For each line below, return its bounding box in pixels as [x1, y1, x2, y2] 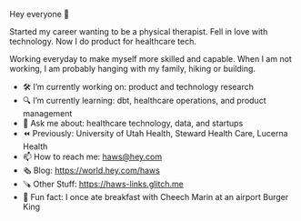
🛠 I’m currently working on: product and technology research [22, 82, 255, 92]
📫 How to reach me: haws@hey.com [22, 151, 162, 162]
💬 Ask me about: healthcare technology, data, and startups [22, 118, 244, 128]
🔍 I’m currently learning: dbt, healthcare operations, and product [22, 95, 266, 105]
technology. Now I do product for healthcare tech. [9, 36, 197, 46]
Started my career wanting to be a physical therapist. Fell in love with [9, 26, 268, 36]
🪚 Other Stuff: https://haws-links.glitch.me [22, 178, 184, 189]
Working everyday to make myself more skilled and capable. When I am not [9, 54, 293, 64]
